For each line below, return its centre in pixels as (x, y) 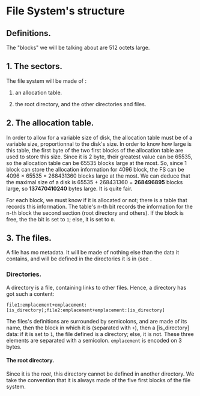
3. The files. (29, 238)
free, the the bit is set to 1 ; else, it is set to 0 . (61, 219)
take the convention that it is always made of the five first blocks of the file (98, 380)
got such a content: (30, 294)
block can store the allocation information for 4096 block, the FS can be (95, 169)
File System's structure (65, 11)
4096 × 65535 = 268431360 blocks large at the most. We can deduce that (98, 176)
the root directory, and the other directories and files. (80, 104)
